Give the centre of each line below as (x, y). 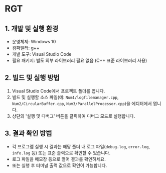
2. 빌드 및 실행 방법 (32, 78)
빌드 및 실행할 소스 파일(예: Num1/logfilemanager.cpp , (65, 97)
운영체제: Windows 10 (34, 41)
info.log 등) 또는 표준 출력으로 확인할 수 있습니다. (61, 153)
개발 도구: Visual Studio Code (42, 54)
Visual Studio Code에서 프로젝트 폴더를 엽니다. (58, 91)
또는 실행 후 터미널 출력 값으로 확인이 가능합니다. (59, 165)
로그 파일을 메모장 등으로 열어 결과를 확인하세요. (59, 159)
